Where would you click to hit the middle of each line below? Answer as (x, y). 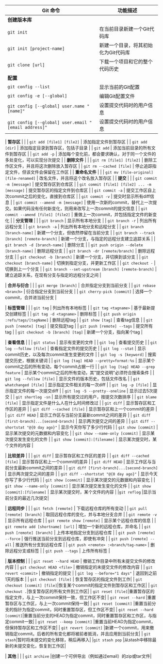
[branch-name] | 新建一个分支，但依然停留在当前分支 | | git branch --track (80, 233)
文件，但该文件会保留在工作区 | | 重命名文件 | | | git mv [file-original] (81, 172)
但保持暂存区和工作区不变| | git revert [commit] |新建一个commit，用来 (77, 628)
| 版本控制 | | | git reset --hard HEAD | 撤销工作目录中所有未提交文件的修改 (80, 561)
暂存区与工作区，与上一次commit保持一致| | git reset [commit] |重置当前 (78, 603)
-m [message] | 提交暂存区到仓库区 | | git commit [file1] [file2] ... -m (78, 184)
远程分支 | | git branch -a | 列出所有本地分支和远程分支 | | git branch (74, 227)
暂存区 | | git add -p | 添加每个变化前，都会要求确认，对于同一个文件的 (85, 154)
